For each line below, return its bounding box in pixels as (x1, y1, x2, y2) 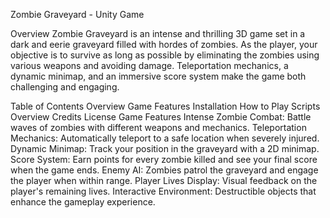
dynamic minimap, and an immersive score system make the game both (10, 70, 307, 82)
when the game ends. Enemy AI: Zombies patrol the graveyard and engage (10, 164, 319, 176)
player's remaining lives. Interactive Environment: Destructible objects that (10, 185, 317, 197)
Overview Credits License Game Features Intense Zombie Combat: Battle (10, 111, 312, 123)
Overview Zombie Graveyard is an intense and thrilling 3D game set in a (10, 28, 306, 39)
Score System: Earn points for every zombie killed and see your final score (10, 154, 318, 165)
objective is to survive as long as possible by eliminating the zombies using (10, 49, 320, 61)
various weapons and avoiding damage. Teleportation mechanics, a (10, 60, 289, 71)
